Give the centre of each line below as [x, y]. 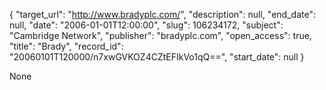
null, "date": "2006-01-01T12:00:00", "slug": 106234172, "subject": [146, 25]
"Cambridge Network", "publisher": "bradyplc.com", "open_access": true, [160, 35]
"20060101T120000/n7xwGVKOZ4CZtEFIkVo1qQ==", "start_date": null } [157, 57]
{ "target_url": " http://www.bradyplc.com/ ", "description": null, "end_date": [162, 14]
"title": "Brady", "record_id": [66, 46]
